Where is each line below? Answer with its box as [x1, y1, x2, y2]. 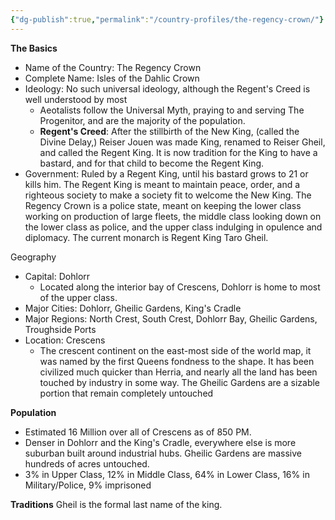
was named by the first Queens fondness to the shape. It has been [39, 355, 315, 367]
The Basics [10, 42, 58, 54]
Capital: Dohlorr [24, 270, 91, 282]
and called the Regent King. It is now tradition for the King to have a [39, 146, 318, 158]
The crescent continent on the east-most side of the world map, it [39, 344, 312, 356]
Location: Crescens [24, 334, 106, 346]
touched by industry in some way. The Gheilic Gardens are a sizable [39, 376, 321, 388]
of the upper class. [39, 291, 118, 303]
